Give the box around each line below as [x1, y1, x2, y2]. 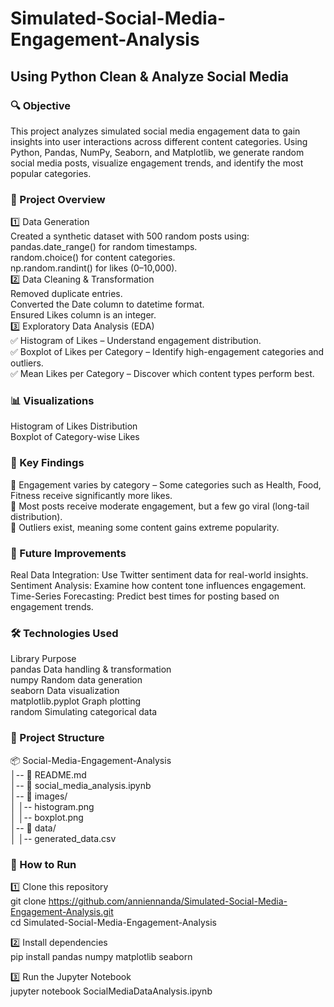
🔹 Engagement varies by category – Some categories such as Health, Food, [10, 478, 322, 491]
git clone [10, 895, 47, 907]
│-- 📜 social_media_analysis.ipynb [10, 779, 152, 791]
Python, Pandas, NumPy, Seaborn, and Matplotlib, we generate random [10, 146, 305, 158]
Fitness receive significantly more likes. [10, 489, 173, 501]
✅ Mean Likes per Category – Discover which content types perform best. [10, 368, 315, 380]
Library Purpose [10, 653, 77, 665]
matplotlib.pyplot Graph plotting [10, 695, 142, 707]
